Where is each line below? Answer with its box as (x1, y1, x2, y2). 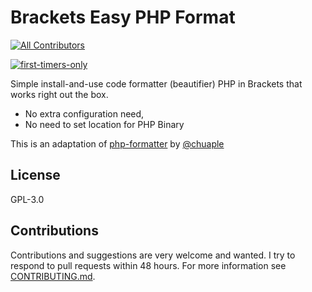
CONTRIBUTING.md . (10, 270, 96, 282)
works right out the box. (10, 88, 109, 100)
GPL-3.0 (10, 193, 45, 205)
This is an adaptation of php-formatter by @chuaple (10, 137, 225, 150)
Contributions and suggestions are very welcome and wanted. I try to (10, 249, 296, 261)
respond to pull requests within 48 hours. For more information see (10, 259, 287, 271)
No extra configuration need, (24, 107, 145, 120)
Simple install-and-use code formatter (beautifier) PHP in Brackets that (10, 77, 303, 90)
